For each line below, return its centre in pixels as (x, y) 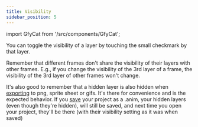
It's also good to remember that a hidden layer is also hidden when (87, 86)
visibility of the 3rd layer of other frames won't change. (73, 75)
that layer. (18, 51)
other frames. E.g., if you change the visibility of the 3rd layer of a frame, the (99, 69)
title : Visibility (29, 11)
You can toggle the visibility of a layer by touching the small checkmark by (97, 45)
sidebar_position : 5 (32, 17)
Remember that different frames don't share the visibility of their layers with (98, 63)
